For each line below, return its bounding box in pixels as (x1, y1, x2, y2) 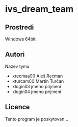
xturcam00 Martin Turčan (12, 78, 64, 84)
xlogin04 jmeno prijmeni (12, 89, 61, 95)
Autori (5, 50, 25, 59)
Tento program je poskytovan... (5, 116, 69, 122)
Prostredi (5, 23, 34, 32)
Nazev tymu (5, 63, 29, 69)
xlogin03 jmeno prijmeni (12, 83, 61, 89)
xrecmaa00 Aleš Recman (12, 73, 63, 79)
